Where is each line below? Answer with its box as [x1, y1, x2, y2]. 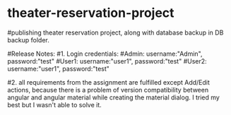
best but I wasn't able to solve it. [7, 100, 102, 109]
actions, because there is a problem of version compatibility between [7, 85, 209, 94]
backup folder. [7, 35, 49, 44]
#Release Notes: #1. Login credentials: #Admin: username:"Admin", [7, 49, 203, 58]
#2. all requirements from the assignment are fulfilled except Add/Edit [7, 78, 211, 86]
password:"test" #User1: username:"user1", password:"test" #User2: [7, 56, 207, 65]
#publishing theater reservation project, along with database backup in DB [7, 28, 224, 37]
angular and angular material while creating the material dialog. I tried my [7, 93, 220, 102]
